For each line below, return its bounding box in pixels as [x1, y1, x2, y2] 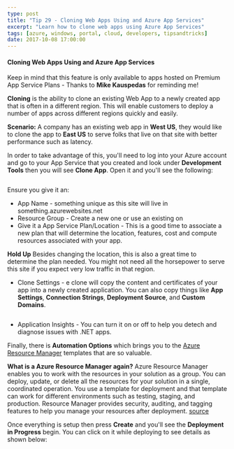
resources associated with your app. [17, 236, 123, 245]
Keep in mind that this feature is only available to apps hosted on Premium [7, 73, 221, 82]
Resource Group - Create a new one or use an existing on [17, 214, 184, 222]
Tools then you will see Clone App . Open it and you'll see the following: [7, 166, 213, 175]
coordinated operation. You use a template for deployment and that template [7, 385, 228, 393]
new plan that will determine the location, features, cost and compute [17, 229, 217, 238]
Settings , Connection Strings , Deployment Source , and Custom [17, 293, 205, 301]
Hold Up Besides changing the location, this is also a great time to [7, 250, 197, 259]
